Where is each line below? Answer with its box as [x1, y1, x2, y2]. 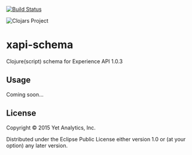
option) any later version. [6, 142, 68, 149]
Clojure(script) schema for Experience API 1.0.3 [6, 57, 123, 65]
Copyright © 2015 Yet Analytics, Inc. [6, 124, 96, 131]
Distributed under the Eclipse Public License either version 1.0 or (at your [6, 135, 186, 142]
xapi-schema [6, 38, 74, 52]
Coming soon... [6, 91, 44, 98]
